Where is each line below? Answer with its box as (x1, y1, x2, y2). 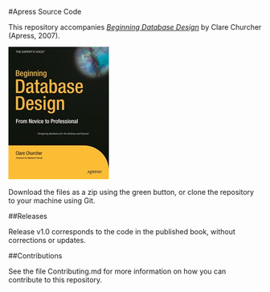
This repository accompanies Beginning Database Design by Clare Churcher (8, 22, 262, 31)
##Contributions (8, 251, 63, 260)
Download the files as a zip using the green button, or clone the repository (8, 188, 255, 197)
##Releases (8, 212, 48, 221)
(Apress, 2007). (8, 31, 60, 40)
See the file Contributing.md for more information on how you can (8, 266, 227, 276)
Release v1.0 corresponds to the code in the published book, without (8, 227, 235, 236)
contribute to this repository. (8, 275, 103, 284)
